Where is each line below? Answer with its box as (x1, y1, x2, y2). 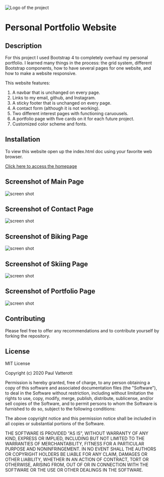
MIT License (5, 360, 31, 366)
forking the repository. (5, 333, 51, 339)
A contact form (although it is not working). (12, 105, 100, 111)
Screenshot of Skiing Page (5, 260, 88, 268)
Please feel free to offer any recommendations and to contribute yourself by (5, 327, 160, 333)
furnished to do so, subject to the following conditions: (5, 405, 116, 412)
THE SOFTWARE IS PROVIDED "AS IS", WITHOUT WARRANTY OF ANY (5, 430, 149, 436)
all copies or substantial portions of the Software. (5, 420, 105, 427)
